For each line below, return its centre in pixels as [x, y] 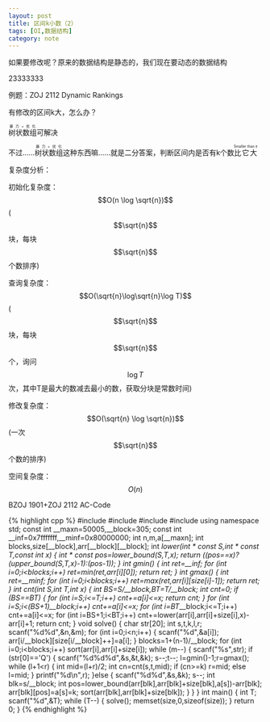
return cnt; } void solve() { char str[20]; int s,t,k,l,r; [119, 623]
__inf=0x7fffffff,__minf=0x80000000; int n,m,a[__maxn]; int [106, 538]
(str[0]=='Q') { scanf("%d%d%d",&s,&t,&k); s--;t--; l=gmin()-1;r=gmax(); [129, 658]
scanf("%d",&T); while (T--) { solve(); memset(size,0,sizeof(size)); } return [131, 701]
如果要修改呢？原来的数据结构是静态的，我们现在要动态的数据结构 [118, 62]
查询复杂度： [29, 283]
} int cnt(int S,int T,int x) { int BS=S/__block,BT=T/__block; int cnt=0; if [124, 590]
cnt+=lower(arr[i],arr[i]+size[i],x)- [193, 615]
